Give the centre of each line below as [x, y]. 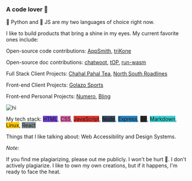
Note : [13, 148]
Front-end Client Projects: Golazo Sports [55, 85]
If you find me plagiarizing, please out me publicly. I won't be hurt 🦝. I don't [96, 159]
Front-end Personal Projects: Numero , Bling [58, 97]
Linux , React [21, 125]
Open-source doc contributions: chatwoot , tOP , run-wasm [76, 62]
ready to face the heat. [34, 172]
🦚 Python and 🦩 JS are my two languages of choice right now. [80, 22]
